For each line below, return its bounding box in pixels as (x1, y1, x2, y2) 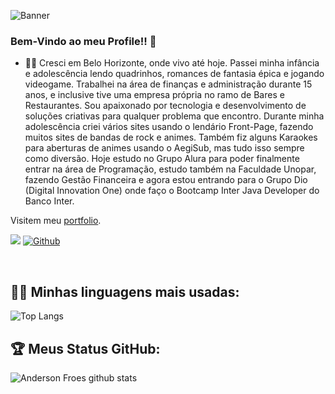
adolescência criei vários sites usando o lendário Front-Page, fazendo (24, 121, 314, 133)
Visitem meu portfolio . (10, 215, 102, 227)
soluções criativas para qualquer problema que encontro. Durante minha (24, 110, 325, 122)
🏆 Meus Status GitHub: (10, 340, 161, 357)
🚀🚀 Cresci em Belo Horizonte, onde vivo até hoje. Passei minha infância (24, 57, 320, 69)
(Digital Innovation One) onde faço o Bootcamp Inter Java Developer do (24, 185, 320, 197)
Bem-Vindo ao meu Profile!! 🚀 (10, 34, 157, 48)
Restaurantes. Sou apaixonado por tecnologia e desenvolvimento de (24, 100, 307, 112)
